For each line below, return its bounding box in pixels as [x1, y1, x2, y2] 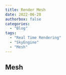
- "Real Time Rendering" [9, 35, 61, 40]
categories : [5, 21, 30, 26]
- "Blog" [9, 26, 28, 31]
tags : [5, 30, 16, 35]
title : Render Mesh [5, 7, 46, 12]
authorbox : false [5, 16, 41, 21]
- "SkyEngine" [9, 40, 39, 45]
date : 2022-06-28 [5, 12, 41, 17]
